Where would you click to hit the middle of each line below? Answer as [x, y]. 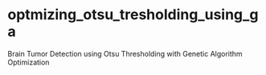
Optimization [29, 62]
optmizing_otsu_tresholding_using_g [133, 15]
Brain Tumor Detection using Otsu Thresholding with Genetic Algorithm [125, 53]
